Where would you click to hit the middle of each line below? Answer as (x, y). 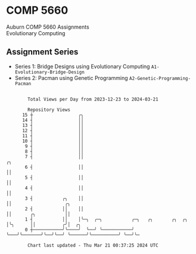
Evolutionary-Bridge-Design (49, 72)
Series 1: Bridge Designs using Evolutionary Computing (82, 66)
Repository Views (49, 110)
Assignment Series (42, 52)
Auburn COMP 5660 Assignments (48, 27)
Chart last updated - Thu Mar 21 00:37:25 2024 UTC (93, 245)
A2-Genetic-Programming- (160, 78)
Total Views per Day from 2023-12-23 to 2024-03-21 (93, 99)
